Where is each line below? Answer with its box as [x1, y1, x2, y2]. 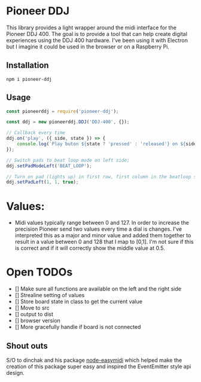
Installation [6, 60, 49, 71]
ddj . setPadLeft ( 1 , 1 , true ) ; [6, 179, 79, 185]
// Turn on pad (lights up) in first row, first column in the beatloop [6, 173, 191, 180]
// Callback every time [6, 130, 66, 136]
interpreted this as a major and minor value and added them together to [14, 232, 191, 239]
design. [6, 369, 25, 376]
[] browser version [14, 317, 61, 324]
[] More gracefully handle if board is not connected [14, 323, 141, 331]
